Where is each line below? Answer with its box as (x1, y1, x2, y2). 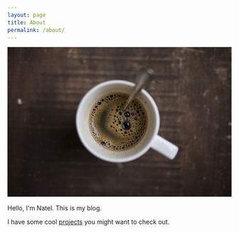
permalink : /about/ (7, 26, 65, 33)
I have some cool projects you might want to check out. (7, 217, 170, 226)
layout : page (7, 11, 46, 18)
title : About (7, 18, 46, 26)
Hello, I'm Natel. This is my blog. (7, 203, 102, 212)
